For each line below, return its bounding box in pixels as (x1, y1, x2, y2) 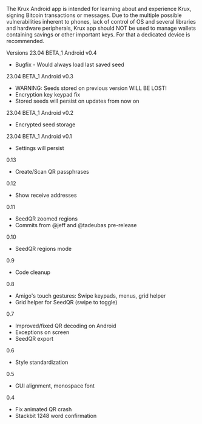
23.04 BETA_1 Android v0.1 (6, 133, 72, 140)
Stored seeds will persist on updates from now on (15, 97, 140, 104)
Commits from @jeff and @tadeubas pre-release (15, 222, 137, 228)
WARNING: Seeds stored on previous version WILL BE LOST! (15, 84, 167, 92)
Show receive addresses (15, 191, 77, 199)
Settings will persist (15, 145, 64, 151)
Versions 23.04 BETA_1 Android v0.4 (6, 49, 97, 56)
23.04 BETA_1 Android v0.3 (6, 73, 74, 80)
